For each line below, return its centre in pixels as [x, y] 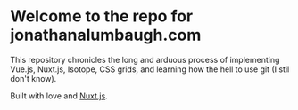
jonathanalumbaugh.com [106, 35]
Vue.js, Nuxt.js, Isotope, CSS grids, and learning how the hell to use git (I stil [150, 69]
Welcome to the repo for [102, 16]
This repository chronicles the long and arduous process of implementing [145, 59]
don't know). [33, 78]
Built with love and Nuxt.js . [59, 96]
